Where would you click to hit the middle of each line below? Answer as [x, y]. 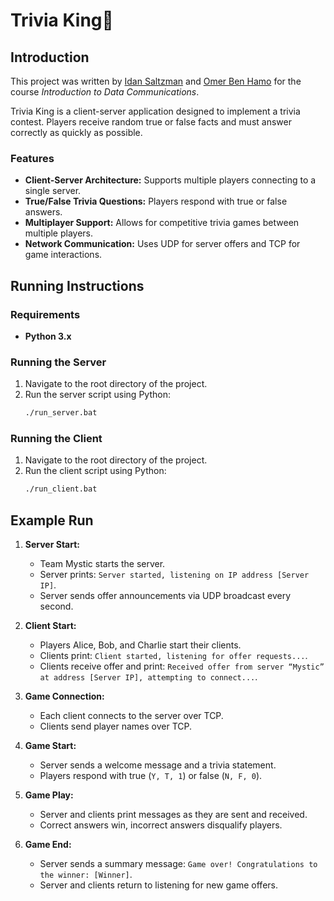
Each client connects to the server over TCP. [131, 716]
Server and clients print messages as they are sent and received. [173, 815]
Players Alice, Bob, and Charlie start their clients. [140, 645]
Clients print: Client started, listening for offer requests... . [173, 656]
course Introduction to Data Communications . [105, 92]
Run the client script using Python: [95, 471]
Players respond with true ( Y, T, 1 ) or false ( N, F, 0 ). [151, 776]
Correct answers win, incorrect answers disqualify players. [161, 825]
